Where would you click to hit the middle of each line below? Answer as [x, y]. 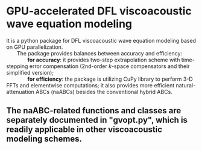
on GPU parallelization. [35, 47]
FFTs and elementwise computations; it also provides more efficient [90, 85]
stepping [17, 66]
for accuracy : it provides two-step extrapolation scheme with [104, 60]
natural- [186, 85]
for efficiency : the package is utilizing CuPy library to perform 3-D [110, 79]
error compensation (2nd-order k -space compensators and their [109, 66]
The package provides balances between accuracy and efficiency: [100, 53]
